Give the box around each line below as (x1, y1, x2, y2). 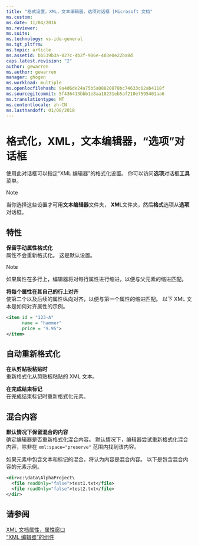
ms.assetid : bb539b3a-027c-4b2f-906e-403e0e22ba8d (6, 52, 133, 58)
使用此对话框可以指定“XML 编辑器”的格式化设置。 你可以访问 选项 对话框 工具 (6, 170, 190, 177)
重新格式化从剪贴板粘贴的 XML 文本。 (6, 373, 98, 380)
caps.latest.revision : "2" (6, 58, 72, 64)
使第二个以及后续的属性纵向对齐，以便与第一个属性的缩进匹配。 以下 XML (6, 295, 186, 302)
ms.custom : (6, 14, 33, 20)
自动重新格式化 (6, 349, 61, 359)
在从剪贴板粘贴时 (6, 366, 48, 373)
